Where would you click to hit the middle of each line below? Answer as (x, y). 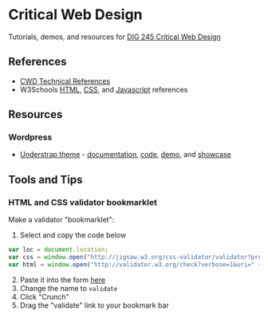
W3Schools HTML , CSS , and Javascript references (104, 89)
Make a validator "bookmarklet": (61, 220)
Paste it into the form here (63, 280)
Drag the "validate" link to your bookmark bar (94, 305)
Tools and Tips (45, 180)
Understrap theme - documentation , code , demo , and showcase (125, 155)
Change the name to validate (69, 288)
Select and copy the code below (73, 235)
